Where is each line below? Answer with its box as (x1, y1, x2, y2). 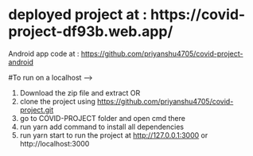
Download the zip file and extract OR (19, 88, 141, 97)
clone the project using (19, 96, 95, 106)
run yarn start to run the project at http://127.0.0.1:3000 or (19, 130, 208, 140)
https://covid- (150, 6, 246, 24)
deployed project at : (8, 6, 148, 24)
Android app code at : (8, 49, 80, 58)
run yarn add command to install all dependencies (19, 122, 185, 131)
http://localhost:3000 (19, 138, 90, 148)
